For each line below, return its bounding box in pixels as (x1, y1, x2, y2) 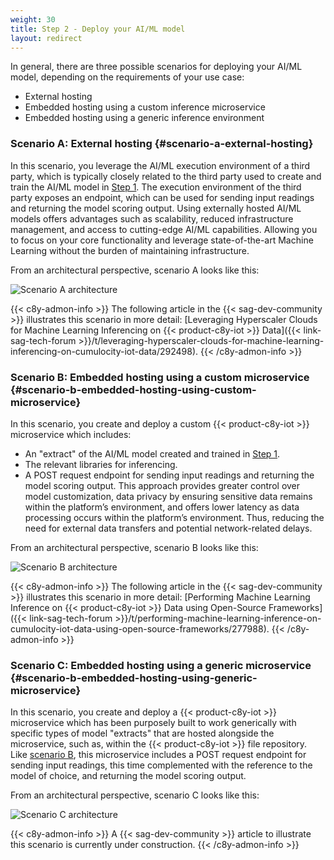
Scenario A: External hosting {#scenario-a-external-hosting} (10, 137, 314, 151)
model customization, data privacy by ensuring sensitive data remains (24, 490, 313, 502)
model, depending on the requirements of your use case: (10, 71, 245, 83)
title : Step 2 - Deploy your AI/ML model (10, 24, 186, 34)
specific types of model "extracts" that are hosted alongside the (10, 727, 275, 740)
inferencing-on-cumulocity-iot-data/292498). (10, 345, 199, 357)
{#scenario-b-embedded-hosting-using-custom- (10, 382, 257, 396)
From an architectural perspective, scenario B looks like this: (10, 541, 259, 553)
